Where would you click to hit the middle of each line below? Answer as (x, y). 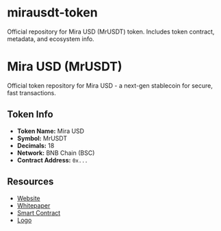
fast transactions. (32, 93)
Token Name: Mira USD (50, 131)
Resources (30, 182)
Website (29, 198)
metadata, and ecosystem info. (51, 38)
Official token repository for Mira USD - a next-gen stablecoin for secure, (110, 85)
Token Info (30, 114)
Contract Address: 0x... (52, 160)
